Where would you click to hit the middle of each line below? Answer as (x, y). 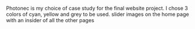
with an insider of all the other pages (50, 20)
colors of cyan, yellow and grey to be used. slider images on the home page (97, 14)
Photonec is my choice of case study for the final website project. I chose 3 (97, 8)
